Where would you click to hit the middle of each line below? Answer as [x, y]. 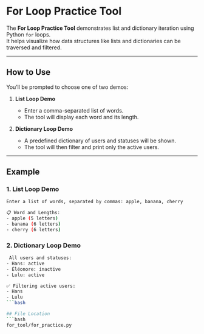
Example [23, 172]
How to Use [29, 72]
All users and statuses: [40, 258]
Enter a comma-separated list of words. [74, 110]
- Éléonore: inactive [34, 269]
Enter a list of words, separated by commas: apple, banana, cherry [95, 202]
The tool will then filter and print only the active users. [92, 147]
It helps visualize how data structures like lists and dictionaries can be [93, 41]
